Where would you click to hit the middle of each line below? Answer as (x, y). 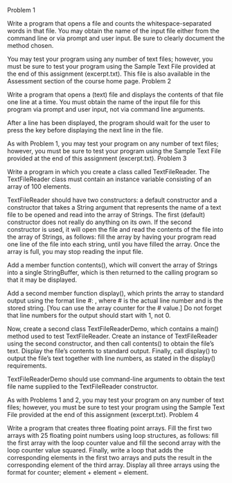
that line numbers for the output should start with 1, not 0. (89, 315)
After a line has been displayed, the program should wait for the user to (109, 123)
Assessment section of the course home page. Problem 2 (89, 81)
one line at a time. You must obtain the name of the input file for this (104, 102)
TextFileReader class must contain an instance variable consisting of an (109, 179)
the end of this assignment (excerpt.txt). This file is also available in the (109, 74)
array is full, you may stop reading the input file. (75, 252)
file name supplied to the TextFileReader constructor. (83, 387)
